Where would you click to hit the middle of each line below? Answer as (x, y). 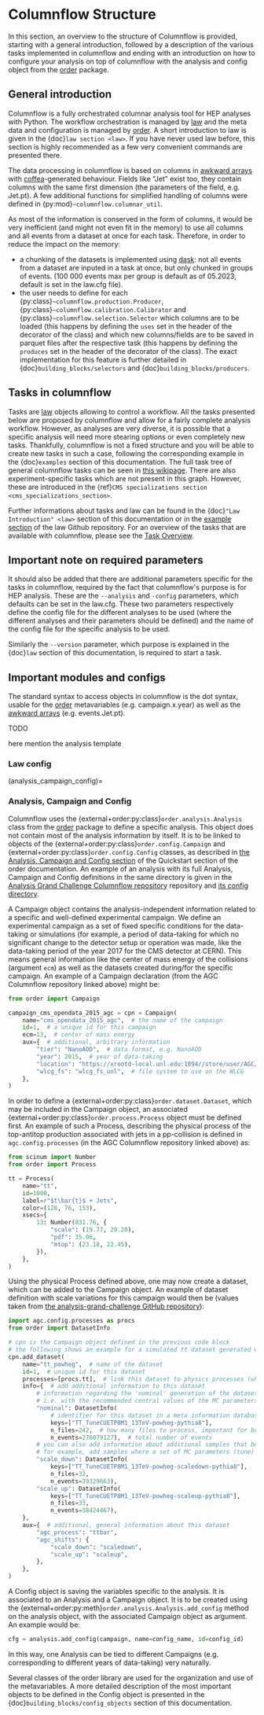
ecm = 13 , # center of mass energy (79, 1035)
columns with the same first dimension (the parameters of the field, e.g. (124, 187)
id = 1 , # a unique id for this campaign (89, 1028)
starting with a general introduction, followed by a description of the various (131, 44)
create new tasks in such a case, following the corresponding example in (126, 453)
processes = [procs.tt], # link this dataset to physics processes (133, 1379)
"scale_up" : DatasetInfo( (79, 1489)
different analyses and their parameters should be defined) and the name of (131, 621)
